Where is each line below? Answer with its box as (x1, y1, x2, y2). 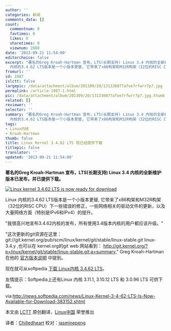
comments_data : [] (5, 17, 44, 22)
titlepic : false (5, 145, 40, 151)
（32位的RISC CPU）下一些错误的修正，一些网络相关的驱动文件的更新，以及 (5, 203, 165, 209)
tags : (5, 121, 17, 127)
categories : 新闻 (5, 12, 41, 17)
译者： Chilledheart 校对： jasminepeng (5, 320, 86, 326)
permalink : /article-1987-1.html (5, 88, 76, 93)
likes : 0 (10, 36, 28, 41)
